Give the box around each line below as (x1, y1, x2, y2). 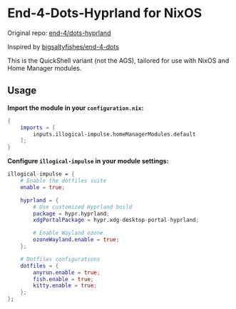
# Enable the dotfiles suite (20, 177, 107, 184)
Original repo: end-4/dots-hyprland (7, 29, 111, 37)
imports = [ (20, 123, 56, 131)
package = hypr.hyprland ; (33, 210, 111, 217)
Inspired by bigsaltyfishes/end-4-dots (7, 42, 120, 51)
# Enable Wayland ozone (33, 230, 103, 237)
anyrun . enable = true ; (33, 269, 101, 276)
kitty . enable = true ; (33, 282, 98, 290)
